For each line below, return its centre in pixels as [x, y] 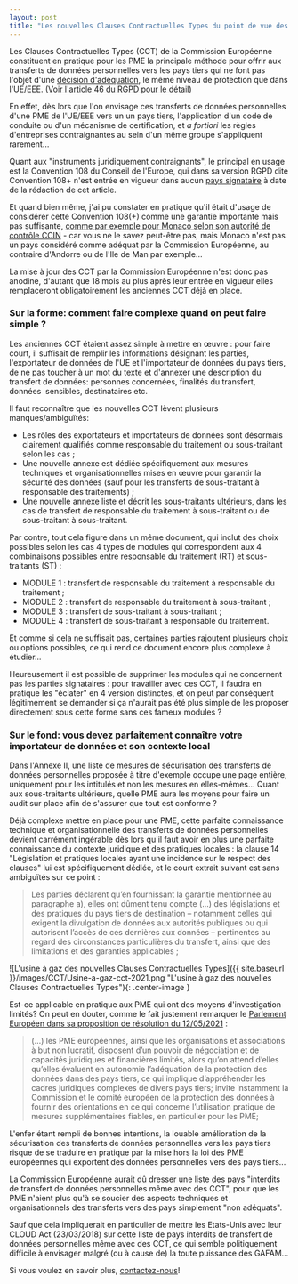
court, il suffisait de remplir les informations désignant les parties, [129, 353]
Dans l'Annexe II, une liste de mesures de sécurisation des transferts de [141, 765]
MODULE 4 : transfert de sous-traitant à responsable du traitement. [145, 620]
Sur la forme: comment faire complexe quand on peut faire [138, 313]
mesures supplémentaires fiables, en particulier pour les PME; [145, 1117]
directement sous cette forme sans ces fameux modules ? [116, 712]
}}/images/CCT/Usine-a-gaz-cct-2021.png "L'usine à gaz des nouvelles [141, 978]
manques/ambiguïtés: [49, 417]
